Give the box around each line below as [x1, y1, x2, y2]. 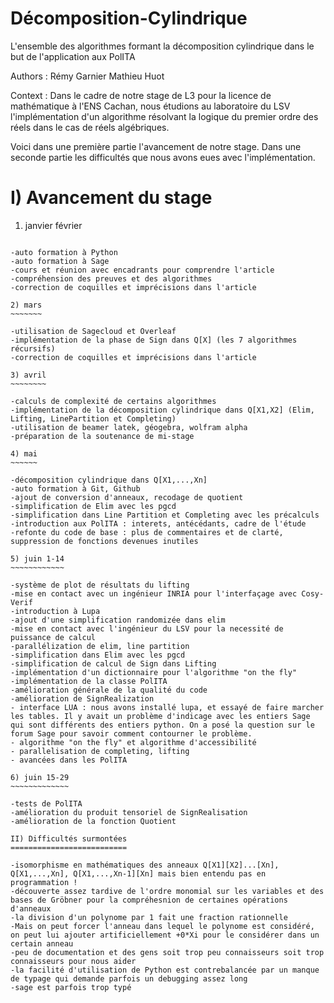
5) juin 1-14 [10, 553, 65, 564]
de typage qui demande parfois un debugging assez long [10, 973, 248, 984]
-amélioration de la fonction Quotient [10, 816, 177, 826]
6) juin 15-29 [10, 772, 70, 782]
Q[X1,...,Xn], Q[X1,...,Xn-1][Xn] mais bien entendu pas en [10, 868, 267, 879]
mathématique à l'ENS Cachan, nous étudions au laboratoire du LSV [10, 100, 291, 112]
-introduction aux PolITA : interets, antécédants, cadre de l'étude [10, 518, 307, 529]
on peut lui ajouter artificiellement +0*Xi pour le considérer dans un [10, 930, 320, 940]
